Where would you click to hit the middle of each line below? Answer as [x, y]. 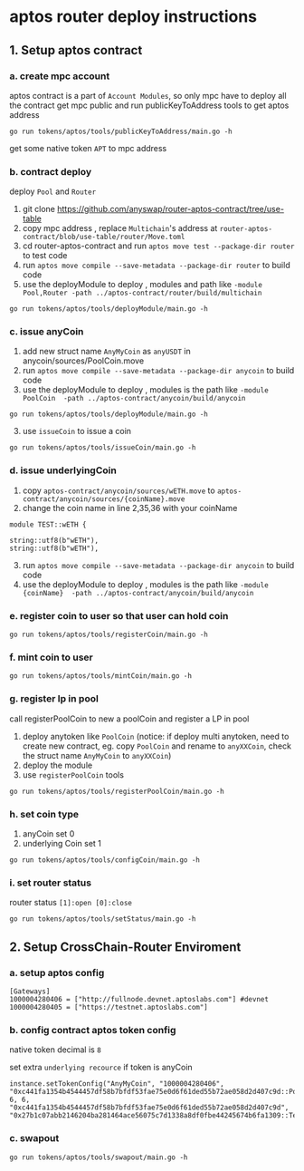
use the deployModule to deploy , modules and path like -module [142, 285]
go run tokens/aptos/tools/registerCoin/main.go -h [109, 635]
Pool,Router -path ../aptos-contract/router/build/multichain [142, 293]
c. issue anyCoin [47, 332]
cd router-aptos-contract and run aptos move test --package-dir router [158, 246]
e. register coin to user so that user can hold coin [119, 615]
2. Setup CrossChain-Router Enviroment [125, 947]
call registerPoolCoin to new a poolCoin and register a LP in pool [129, 719]
